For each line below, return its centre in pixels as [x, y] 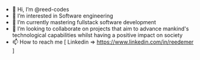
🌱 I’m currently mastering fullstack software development [84, 22]
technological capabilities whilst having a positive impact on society [97, 35]
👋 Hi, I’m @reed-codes [41, 9]
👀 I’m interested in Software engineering [62, 16]
